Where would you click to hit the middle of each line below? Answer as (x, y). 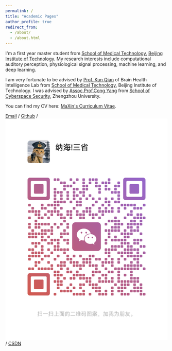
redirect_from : (22, 27)
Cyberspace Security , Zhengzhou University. (53, 96)
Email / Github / (22, 116)
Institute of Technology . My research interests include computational (78, 59)
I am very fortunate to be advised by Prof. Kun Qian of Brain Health (76, 80)
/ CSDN (13, 344)
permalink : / (19, 11)
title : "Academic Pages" (32, 16)
